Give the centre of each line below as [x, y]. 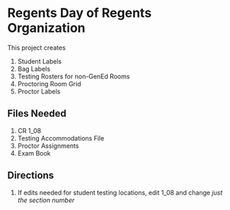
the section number [46, 200]
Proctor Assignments [48, 146]
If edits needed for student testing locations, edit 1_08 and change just [120, 192]
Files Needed [37, 113]
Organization [46, 28]
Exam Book [34, 153]
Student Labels [40, 61]
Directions [31, 176]
